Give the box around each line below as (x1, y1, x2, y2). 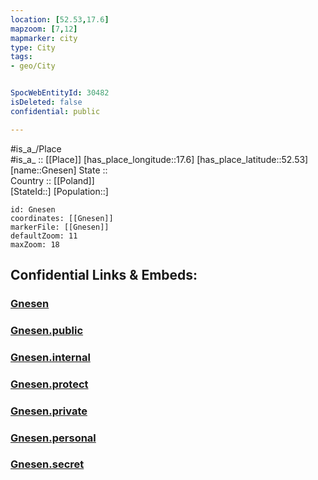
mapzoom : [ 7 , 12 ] (10, 24, 78, 34)
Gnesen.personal (10, 431, 97, 445)
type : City (10, 42, 56, 53)
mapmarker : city (10, 33, 78, 43)
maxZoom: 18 (10, 239, 60, 250)
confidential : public (10, 106, 101, 116)
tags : (10, 52, 33, 62)
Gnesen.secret (10, 457, 85, 471)
